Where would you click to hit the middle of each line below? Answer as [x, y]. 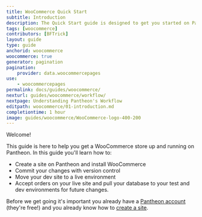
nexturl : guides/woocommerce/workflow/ [56, 95]
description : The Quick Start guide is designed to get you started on [98, 23]
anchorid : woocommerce [35, 51]
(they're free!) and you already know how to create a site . [77, 208]
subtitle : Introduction [36, 17]
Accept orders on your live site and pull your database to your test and [102, 183]
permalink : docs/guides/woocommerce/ [54, 90]
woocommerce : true [29, 56]
